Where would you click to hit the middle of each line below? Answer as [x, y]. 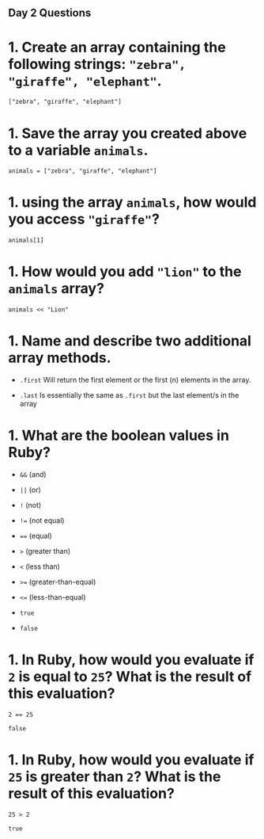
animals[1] [26, 241]
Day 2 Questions [50, 13]
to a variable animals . [78, 150]
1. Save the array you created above [128, 133]
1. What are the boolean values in [119, 436]
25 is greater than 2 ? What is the [115, 777]
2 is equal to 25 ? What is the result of [130, 677]
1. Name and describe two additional [130, 341]
